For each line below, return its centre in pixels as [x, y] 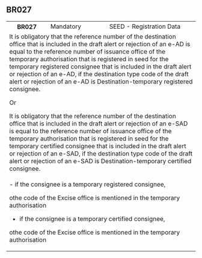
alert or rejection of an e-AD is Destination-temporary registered [101, 82]
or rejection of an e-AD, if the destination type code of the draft [99, 74]
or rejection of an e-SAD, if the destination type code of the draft [101, 154]
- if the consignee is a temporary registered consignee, [87, 184]
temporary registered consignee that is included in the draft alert [100, 67]
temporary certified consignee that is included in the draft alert [98, 146]
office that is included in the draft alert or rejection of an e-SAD [99, 124]
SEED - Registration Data [145, 26]
